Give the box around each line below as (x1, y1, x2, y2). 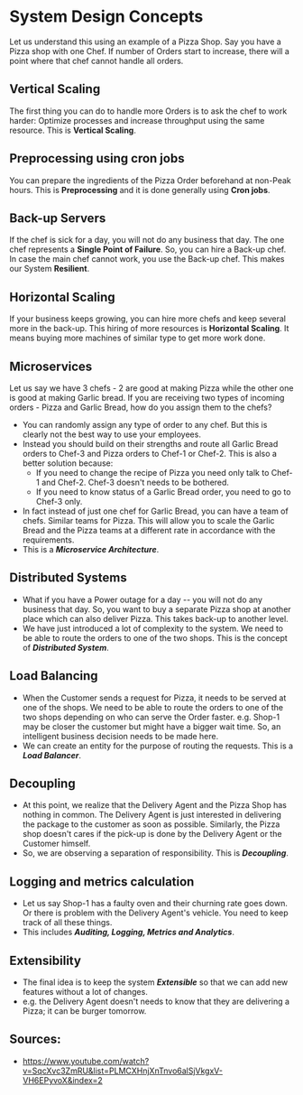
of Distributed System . (22, 642, 110, 653)
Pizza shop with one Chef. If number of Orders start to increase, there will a (9, 45, 290, 56)
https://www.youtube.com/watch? (22, 1055, 150, 1066)
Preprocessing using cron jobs (9, 151, 185, 166)
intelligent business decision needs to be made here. (22, 730, 219, 741)
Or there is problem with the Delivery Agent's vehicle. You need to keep (22, 907, 289, 918)
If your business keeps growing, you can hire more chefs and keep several (9, 313, 287, 324)
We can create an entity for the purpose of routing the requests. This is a (22, 740, 294, 751)
